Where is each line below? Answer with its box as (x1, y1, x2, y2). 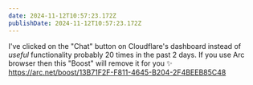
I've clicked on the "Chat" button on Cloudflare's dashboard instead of (8, 41, 242, 51)
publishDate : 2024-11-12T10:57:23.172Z (8, 19, 142, 27)
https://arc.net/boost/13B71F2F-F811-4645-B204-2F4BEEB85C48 (8, 67, 226, 77)
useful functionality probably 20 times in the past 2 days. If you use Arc (8, 50, 245, 59)
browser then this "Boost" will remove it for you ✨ (8, 58, 173, 68)
